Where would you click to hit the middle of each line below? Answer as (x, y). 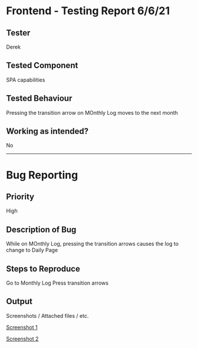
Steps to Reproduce (43, 268)
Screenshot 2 (22, 339)
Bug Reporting (42, 175)
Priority (20, 197)
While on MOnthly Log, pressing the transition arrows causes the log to (92, 244)
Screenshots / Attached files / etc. (47, 315)
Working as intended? (47, 131)
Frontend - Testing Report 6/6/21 (88, 11)
